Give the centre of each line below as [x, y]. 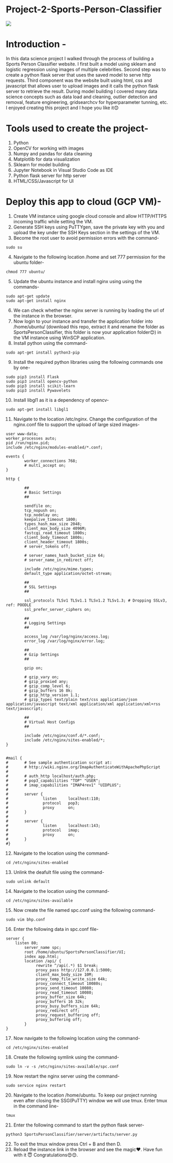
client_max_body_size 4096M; [56, 528]
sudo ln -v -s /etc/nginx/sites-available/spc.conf [62, 1066]
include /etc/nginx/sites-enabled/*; [65, 740]
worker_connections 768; [51, 461]
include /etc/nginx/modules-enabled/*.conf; [54, 447]
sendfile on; [38, 506]
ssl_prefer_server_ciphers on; [58, 609]
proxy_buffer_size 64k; [61, 997]
